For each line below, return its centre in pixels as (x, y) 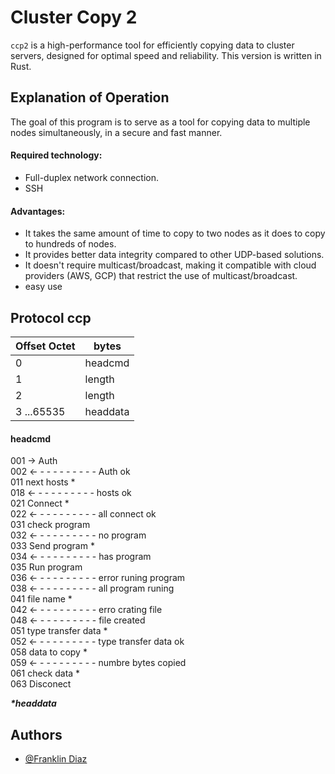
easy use (43, 287)
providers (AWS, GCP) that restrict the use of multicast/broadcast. (161, 276)
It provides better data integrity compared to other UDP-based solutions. (174, 255)
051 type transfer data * (59, 631)
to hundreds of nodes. (70, 244)
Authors (36, 734)
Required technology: (56, 155)
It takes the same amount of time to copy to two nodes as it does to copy (175, 233)
